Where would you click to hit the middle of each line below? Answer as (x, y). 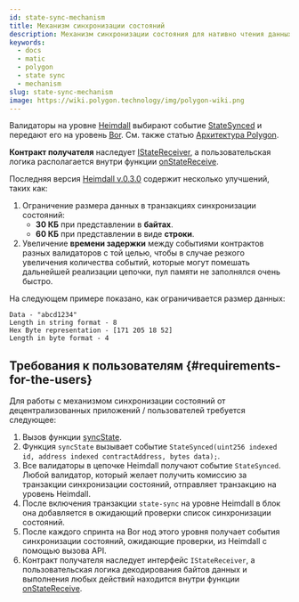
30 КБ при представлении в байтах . (104, 224)
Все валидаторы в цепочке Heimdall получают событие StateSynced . (152, 466)
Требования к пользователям (97, 366)
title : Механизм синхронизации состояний (87, 26)
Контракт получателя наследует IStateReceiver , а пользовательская (140, 152)
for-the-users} (51, 379)
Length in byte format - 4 (59, 338)
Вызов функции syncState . (72, 437)
